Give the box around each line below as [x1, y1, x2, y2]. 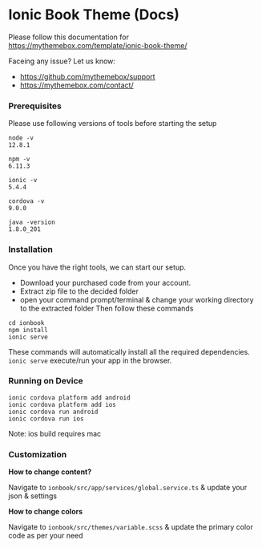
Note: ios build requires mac [8, 428, 102, 438]
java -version [8, 218, 56, 226]
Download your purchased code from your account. [19, 278, 191, 287]
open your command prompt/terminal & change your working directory [19, 294, 254, 304]
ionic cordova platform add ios [8, 400, 116, 408]
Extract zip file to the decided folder [19, 286, 139, 296]
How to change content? [8, 467, 92, 477]
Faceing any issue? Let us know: [8, 56, 116, 66]
